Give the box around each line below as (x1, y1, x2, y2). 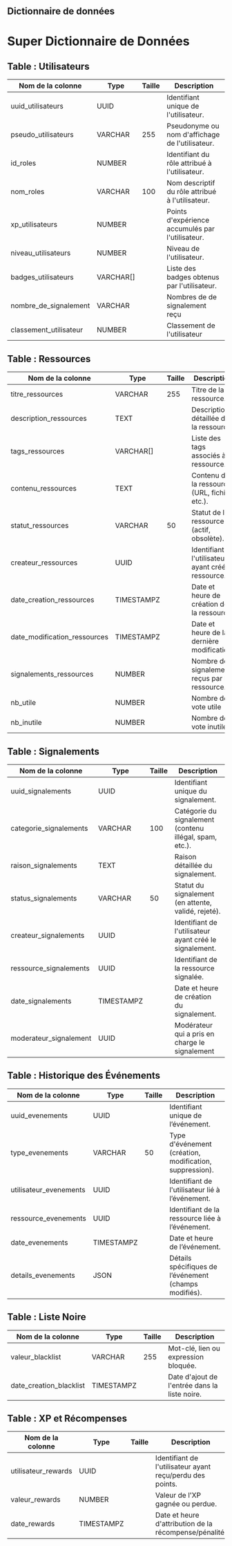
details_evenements (10, 1270, 76, 1280)
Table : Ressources (7, 352, 91, 365)
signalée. (174, 972, 204, 982)
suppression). (168, 1165, 214, 1174)
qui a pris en (174, 1029, 215, 1039)
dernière (191, 637, 220, 646)
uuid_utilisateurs (10, 102, 64, 111)
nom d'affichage (166, 130, 220, 140)
